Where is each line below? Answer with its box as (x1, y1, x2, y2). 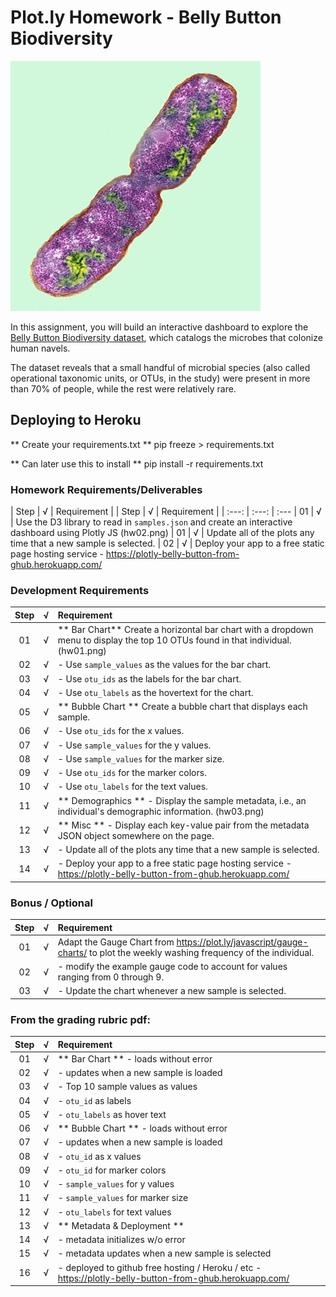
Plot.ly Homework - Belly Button (10, 6, 282, 29)
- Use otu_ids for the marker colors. (57, 767, 207, 779)
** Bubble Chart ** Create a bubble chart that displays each (57, 701, 308, 713)
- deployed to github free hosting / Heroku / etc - (57, 1261, 262, 1273)
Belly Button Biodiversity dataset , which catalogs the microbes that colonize (10, 331, 323, 343)
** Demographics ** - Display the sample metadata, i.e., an (57, 794, 307, 806)
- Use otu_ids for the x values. (57, 725, 185, 737)
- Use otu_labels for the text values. (57, 781, 208, 793)
